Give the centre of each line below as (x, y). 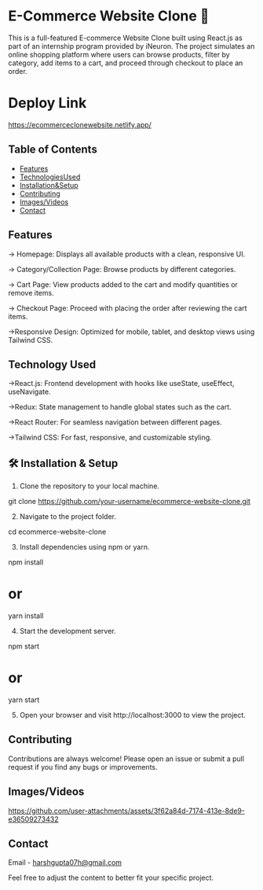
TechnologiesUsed (50, 177)
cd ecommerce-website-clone (57, 532)
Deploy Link (47, 103)
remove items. (31, 292)
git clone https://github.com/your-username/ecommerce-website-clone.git (130, 502)
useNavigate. (29, 392)
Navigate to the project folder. (68, 517)
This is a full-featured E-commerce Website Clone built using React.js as (126, 38)
